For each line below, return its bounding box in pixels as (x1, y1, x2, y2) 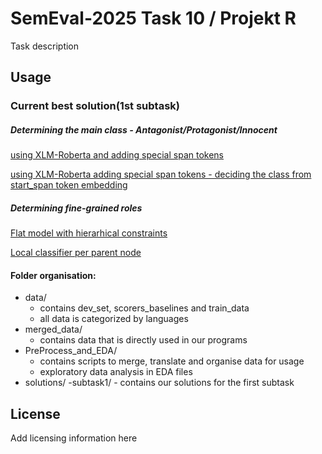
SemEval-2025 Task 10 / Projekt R (10, 7, 297, 30)
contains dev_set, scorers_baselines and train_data (39, 302, 250, 314)
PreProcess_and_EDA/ (24, 345, 118, 357)
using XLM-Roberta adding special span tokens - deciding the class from (10, 168, 312, 181)
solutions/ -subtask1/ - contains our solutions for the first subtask (24, 377, 295, 389)
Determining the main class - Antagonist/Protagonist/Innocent (10, 123, 278, 136)
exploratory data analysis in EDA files (39, 366, 193, 378)
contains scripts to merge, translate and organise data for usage (39, 355, 305, 367)
